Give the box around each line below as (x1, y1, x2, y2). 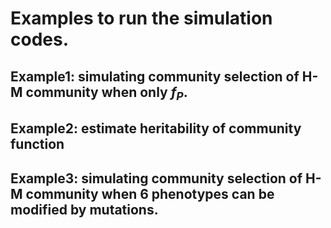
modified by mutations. (10, 201, 159, 218)
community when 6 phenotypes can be (25, 185, 275, 202)
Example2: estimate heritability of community (10, 120, 302, 137)
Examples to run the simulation (10, 7, 273, 30)
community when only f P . (25, 83, 188, 103)
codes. (10, 28, 70, 51)
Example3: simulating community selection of (10, 170, 303, 187)
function (10, 136, 65, 153)
